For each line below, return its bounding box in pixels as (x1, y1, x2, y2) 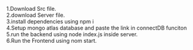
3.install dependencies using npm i (6, 18, 94, 25)
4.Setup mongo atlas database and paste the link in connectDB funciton (6, 24, 188, 31)
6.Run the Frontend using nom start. (6, 37, 97, 44)
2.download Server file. (6, 11, 65, 19)
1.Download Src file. (6, 5, 57, 12)
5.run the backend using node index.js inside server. (6, 31, 138, 38)
